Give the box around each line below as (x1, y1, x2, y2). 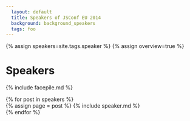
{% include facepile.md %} (5, 84, 73, 91)
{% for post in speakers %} (5, 95, 74, 103)
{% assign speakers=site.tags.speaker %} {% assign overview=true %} (5, 43, 185, 50)
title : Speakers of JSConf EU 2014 (11, 15, 101, 21)
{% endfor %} (5, 109, 41, 116)
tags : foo (11, 26, 36, 32)
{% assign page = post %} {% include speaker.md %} (5, 102, 140, 109)
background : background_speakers (11, 20, 96, 26)
